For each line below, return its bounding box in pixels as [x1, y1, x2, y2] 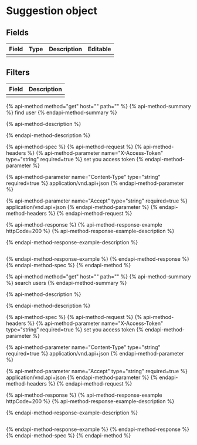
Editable [87, 45, 111, 53]
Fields [6, 28, 29, 38]
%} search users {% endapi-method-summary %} [6, 279, 127, 286]
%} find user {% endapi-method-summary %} [6, 109, 117, 116]
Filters [6, 68, 30, 78]
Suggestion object [6, 4, 98, 18]
